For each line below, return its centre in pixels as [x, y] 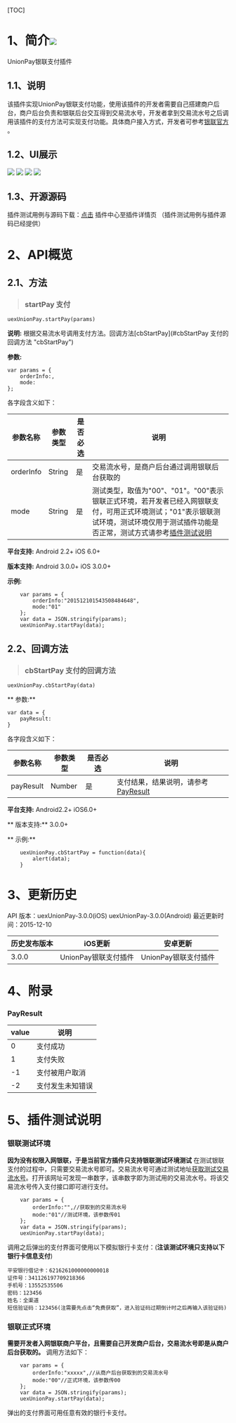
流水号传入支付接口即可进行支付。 [63, 1186]
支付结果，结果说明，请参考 [163, 782]
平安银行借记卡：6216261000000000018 [58, 1271]
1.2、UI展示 [32, 155]
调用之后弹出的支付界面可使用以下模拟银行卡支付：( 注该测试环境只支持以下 [116, 1247]
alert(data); [52, 859]
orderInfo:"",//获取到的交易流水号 [80, 1207]
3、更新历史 [42, 895]
